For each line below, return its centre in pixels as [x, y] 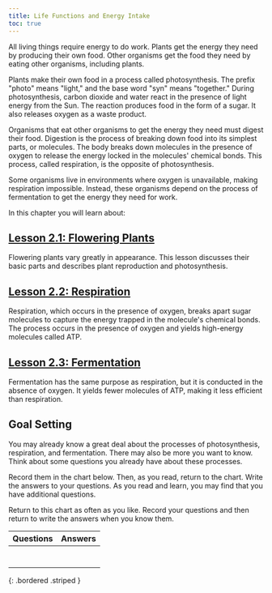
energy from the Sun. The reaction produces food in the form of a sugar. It [132, 105]
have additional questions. [52, 494]
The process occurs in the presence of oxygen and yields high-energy [126, 328]
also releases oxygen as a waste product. [78, 113]
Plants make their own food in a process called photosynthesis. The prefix [132, 79]
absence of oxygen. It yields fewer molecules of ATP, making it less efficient [136, 390]
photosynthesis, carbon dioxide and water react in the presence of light [127, 96]
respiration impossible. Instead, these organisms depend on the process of [134, 188]
